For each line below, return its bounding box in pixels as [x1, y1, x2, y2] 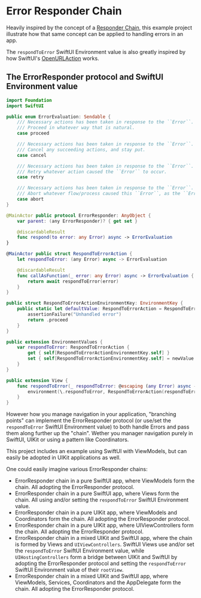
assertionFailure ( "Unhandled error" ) [28, 311, 121, 317]
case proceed [17, 130, 50, 136]
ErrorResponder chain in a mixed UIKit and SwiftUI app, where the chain [14, 535, 193, 542]
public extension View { [6, 377, 68, 384]
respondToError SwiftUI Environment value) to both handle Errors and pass [6, 423, 190, 430]
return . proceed [28, 317, 68, 323]
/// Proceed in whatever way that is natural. [17, 125, 135, 131]
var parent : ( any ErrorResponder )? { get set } [17, 218, 138, 224]
